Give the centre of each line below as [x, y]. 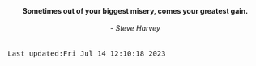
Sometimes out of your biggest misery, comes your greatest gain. [135, 11]
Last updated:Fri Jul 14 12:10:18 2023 [87, 54]
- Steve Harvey [135, 28]
